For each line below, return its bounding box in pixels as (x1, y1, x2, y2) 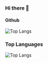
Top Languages (5, 41, 44, 48)
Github (5, 17, 20, 23)
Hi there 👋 (5, 5, 30, 12)
